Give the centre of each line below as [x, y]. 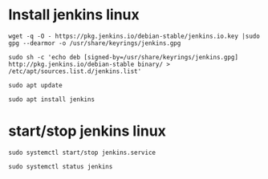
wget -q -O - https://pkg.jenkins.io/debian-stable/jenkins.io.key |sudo [134, 36]
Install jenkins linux [74, 15]
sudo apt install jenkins [51, 99]
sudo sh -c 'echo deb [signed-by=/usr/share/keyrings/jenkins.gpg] [124, 57]
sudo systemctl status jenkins [61, 166]
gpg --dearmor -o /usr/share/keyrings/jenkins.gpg [95, 43]
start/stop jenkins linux [87, 131]
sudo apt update [35, 85]
